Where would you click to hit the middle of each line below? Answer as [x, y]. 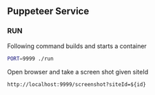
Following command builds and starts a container [77, 46]
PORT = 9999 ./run [30, 59]
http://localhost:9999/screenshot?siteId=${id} [77, 84]
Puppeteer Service [48, 11]
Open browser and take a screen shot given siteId [78, 72]
